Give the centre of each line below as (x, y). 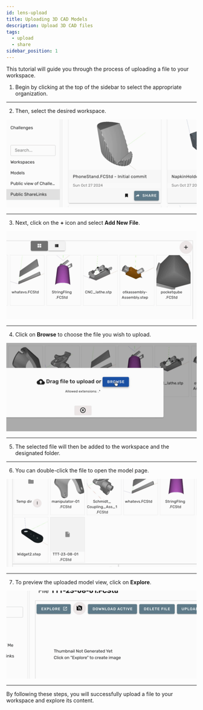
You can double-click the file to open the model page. (82, 470)
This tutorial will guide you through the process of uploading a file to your (98, 69)
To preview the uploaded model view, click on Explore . (83, 583)
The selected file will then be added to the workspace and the (92, 447)
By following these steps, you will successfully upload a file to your (90, 694)
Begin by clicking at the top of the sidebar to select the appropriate (98, 87)
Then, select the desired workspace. (61, 111)
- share (21, 45)
